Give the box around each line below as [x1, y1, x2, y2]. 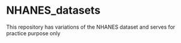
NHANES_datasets [6, 4, 100, 17]
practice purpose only [6, 29, 61, 36]
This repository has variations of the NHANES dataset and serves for [6, 23, 176, 30]
